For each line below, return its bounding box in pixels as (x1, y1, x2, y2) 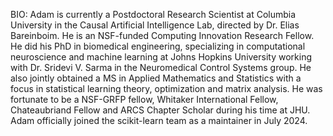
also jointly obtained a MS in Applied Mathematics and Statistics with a (10, 72, 302, 84)
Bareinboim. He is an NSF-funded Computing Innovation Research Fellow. (10, 30, 315, 41)
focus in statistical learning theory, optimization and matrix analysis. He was (10, 83, 323, 94)
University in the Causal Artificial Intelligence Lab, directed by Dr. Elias (10, 19, 300, 31)
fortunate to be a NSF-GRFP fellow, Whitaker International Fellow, (10, 94, 279, 105)
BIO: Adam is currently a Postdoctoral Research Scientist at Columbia (10, 9, 297, 20)
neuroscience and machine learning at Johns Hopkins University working (10, 51, 313, 63)
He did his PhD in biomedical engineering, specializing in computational (10, 40, 306, 52)
